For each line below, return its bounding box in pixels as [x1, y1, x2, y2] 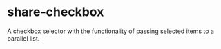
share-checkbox [7, 4, 104, 20]
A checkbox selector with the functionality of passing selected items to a [7, 27, 214, 35]
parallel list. [7, 34, 40, 42]
